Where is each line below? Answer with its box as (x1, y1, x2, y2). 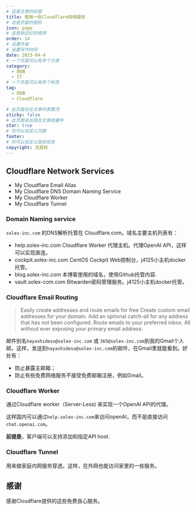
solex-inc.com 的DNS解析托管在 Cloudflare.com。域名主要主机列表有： (6, 229, 178, 236)
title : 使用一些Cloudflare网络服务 (6, 14, 86, 20)
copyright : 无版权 (6, 144, 49, 150)
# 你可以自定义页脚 (6, 128, 47, 134)
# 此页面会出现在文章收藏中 (6, 117, 64, 123)
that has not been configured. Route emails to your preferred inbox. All (20, 319, 191, 326)
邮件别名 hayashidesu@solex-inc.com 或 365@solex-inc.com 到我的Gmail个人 (6, 338, 184, 345)
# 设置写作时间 (6, 47, 38, 53)
